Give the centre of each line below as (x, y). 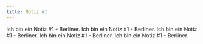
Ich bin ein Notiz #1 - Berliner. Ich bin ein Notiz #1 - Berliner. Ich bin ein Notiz (102, 29)
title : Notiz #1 (27, 12)
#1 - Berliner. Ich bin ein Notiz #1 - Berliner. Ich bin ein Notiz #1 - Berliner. (97, 35)
